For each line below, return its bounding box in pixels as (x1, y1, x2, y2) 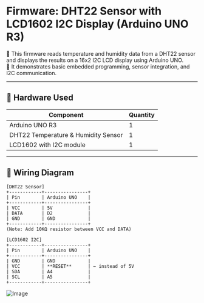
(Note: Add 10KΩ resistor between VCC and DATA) (6, 226, 132, 232)
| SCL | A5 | (6, 274, 91, 280)
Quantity (128, 110, 155, 119)
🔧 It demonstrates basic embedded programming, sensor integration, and (6, 62, 190, 70)
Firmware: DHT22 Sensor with (6, 4, 162, 18)
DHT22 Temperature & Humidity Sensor (9, 130, 123, 139)
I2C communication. (6, 69, 56, 76)
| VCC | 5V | (6, 205, 91, 211)
